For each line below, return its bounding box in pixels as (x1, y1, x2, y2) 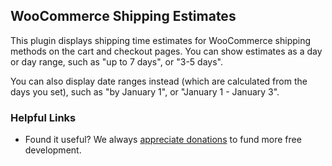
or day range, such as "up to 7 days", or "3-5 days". (10, 55, 223, 68)
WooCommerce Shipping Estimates (10, 8, 237, 25)
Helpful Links (10, 110, 77, 124)
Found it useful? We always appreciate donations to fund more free (24, 134, 302, 146)
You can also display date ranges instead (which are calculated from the (10, 75, 308, 87)
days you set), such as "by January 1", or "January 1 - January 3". (10, 85, 280, 98)
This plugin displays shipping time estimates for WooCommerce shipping (10, 34, 312, 46)
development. (24, 144, 82, 156)
